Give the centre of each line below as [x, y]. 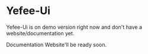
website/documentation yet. [40, 33]
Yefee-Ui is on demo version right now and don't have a [74, 27]
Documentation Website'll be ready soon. [57, 45]
